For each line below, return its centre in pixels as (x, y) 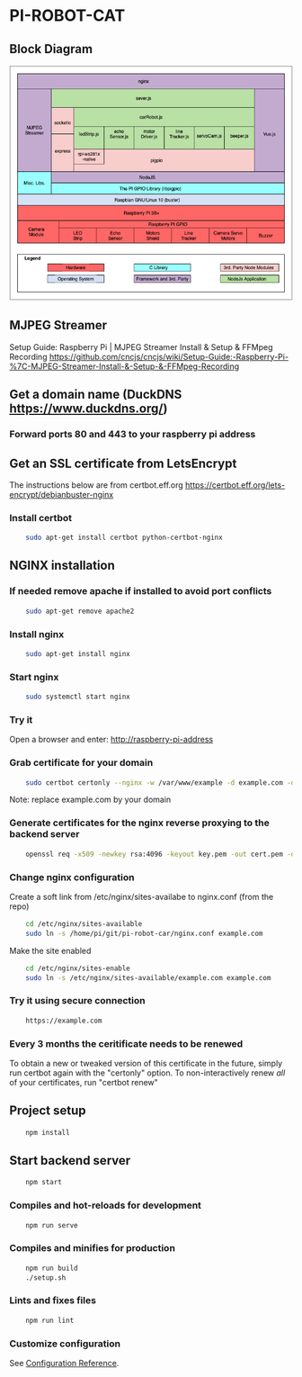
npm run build (52, 1268)
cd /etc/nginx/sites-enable (78, 968)
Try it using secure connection (77, 1001)
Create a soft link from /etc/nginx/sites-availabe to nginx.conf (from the (142, 896)
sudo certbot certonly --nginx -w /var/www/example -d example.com (154, 783)
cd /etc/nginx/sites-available (84, 923)
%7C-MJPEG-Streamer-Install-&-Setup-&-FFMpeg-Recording (124, 366)
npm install (48, 1132)
